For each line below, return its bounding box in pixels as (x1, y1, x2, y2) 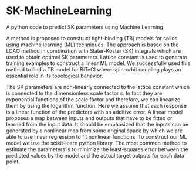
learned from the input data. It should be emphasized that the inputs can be (6, 121, 189, 128)
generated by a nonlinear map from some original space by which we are (6, 127, 183, 134)
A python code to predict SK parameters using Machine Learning (6, 23, 163, 30)
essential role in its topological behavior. (6, 72, 103, 79)
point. (6, 158, 21, 165)
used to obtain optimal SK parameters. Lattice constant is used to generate (6, 53, 187, 60)
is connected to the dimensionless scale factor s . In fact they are (6, 90, 163, 97)
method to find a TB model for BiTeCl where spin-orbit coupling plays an (6, 66, 181, 73)
